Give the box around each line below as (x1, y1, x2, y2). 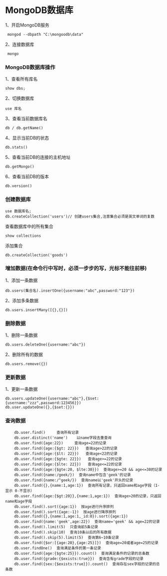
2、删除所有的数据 (5, 352, 43, 358)
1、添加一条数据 (5, 277, 38, 283)
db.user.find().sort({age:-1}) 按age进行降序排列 (14, 509, 116, 514)
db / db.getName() (5, 126, 43, 131)
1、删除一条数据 (5, 332, 38, 338)
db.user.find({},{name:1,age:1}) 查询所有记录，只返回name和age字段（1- (14, 483, 160, 488)
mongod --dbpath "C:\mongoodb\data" (7, 32, 84, 37)
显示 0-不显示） (5, 488, 34, 493)
